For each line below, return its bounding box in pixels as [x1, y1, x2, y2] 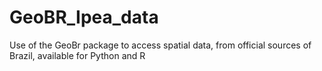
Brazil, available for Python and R [9, 49, 146, 61]
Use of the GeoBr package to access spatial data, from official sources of [9, 39, 312, 51]
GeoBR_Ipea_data [9, 6, 159, 29]
